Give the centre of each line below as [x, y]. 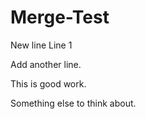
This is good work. [48, 83]
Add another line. [46, 64]
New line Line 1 [41, 45]
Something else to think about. [73, 103]
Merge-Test [60, 17]
